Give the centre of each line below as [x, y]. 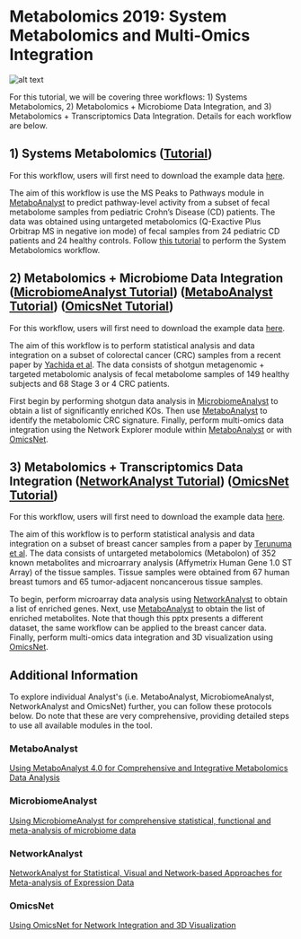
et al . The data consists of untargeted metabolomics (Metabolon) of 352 [143, 553]
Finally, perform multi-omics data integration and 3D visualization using [142, 637]
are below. [28, 125]
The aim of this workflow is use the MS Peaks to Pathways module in [137, 193]
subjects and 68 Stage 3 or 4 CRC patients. [90, 383]
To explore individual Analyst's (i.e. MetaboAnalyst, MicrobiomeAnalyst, [142, 697]
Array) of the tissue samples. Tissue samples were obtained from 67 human [150, 573]
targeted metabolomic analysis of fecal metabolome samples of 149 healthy [150, 373]
